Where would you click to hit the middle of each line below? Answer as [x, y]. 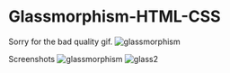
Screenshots [32, 59]
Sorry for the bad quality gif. [61, 41]
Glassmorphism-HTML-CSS [115, 17]
